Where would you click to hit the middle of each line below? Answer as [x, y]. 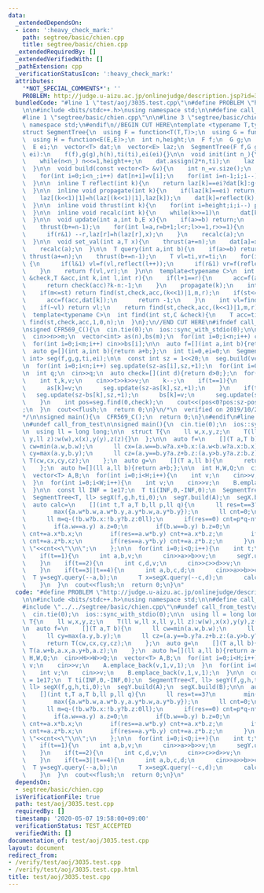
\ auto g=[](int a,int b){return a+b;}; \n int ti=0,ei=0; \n [126, 351]
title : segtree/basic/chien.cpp [75, 45]
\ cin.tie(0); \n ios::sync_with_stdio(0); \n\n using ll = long [133, 614]
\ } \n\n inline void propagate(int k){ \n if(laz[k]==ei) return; [140, 190]
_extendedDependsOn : [49, 23]
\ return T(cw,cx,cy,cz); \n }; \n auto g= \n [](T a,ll [133, 644]
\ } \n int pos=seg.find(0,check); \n [93, 403]
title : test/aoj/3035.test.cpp [59, 877]
